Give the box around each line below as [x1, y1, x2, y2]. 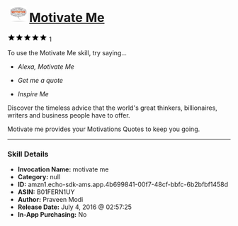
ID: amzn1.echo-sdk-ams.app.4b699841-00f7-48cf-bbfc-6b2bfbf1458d [17, 180, 229, 189]
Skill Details [7, 149, 49, 159]
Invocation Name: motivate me [17, 165, 109, 174]
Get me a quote [17, 76, 64, 84]
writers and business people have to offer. [7, 111, 130, 119]
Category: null [17, 173, 61, 181]
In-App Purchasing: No [17, 210, 87, 219]
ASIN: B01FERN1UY [17, 188, 75, 196]
